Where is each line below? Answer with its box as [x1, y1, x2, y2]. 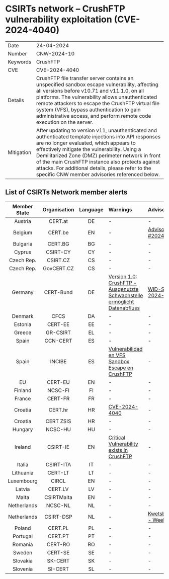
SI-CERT [47, 565, 69, 572]
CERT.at [48, 217, 68, 224]
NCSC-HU [45, 426, 71, 433]
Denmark [12, 312, 34, 319]
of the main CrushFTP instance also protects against [36, 158, 160, 165]
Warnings [108, 206, 132, 213]
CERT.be [48, 229, 69, 236]
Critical [108, 434, 126, 441]
